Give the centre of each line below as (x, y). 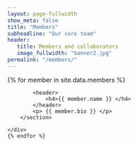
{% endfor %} (27, 136)
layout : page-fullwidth (42, 14)
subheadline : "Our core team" (52, 34)
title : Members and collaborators (68, 47)
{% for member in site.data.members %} (67, 80)
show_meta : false (33, 20)
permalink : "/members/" (42, 60)
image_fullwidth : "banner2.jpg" (64, 54)
